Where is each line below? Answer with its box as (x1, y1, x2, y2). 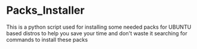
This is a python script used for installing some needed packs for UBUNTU (6, 23, 192, 30)
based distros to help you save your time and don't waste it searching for (6, 29, 188, 36)
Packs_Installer (6, 4, 85, 17)
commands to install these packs (6, 36, 89, 43)
